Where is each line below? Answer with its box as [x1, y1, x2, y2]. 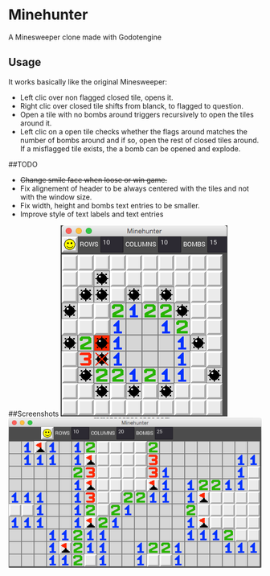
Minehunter [8, 6, 88, 24]
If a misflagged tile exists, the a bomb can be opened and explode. [19, 143, 241, 154]
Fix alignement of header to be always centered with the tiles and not [19, 183, 249, 193]
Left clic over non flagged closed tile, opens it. [19, 93, 174, 102]
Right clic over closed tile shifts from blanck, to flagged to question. [19, 101, 243, 110]
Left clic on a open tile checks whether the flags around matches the [19, 126, 247, 136]
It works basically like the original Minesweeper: [8, 76, 167, 86]
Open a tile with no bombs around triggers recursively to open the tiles [19, 109, 255, 119]
